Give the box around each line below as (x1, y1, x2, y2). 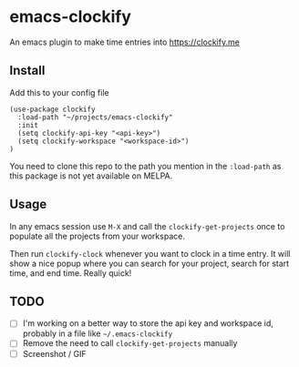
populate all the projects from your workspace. (9, 230, 185, 241)
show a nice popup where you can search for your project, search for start (9, 258, 290, 269)
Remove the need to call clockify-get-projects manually (22, 338, 238, 349)
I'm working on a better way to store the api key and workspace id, (22, 318, 273, 329)
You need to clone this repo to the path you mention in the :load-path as (9, 160, 282, 171)
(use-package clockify (9, 105, 96, 114)
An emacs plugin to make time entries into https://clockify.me (9, 36, 240, 47)
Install (9, 63, 46, 78)
